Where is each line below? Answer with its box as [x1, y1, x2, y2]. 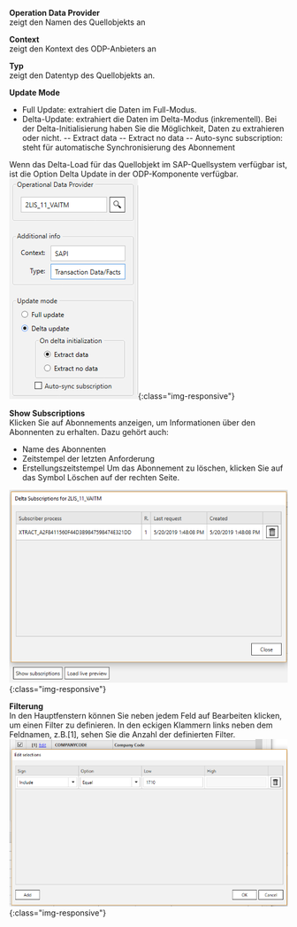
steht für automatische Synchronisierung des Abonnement [21, 142, 236, 152]
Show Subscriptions [9, 408, 86, 418]
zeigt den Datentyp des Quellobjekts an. [9, 70, 156, 81]
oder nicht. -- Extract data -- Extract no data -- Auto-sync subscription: [21, 133, 283, 143]
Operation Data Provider [9, 8, 100, 18]
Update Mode [9, 88, 60, 97]
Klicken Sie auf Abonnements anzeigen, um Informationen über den [9, 417, 256, 428]
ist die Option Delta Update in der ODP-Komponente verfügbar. [9, 168, 239, 179]
